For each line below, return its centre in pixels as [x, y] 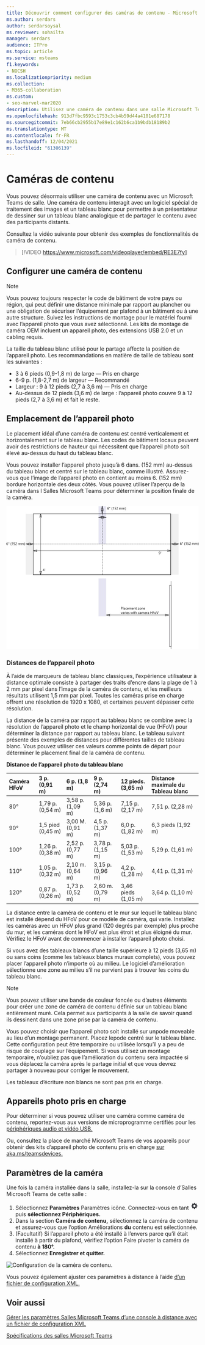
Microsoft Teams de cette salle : [47, 1194]
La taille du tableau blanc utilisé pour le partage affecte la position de [93, 349]
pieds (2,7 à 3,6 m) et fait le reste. [58, 399]
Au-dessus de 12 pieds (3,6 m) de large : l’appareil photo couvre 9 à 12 [104, 393]
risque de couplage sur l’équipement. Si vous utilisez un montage [88, 1051]
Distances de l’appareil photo [51, 663]
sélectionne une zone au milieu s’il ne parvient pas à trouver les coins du [98, 970]
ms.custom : [20, 97]
